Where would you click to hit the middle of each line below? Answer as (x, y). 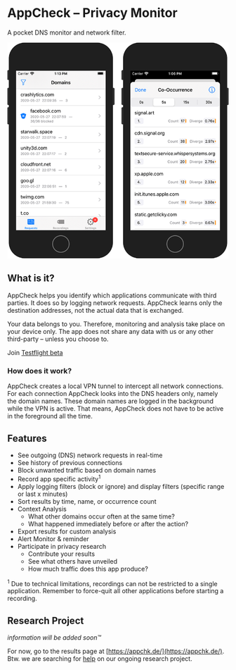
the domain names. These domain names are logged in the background (111, 401)
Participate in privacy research (62, 546)
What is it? (31, 279)
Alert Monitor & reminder (53, 539)
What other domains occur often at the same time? (101, 516)
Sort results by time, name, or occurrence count (87, 501)
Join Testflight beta (35, 352)
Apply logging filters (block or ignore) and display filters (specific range (121, 486)
